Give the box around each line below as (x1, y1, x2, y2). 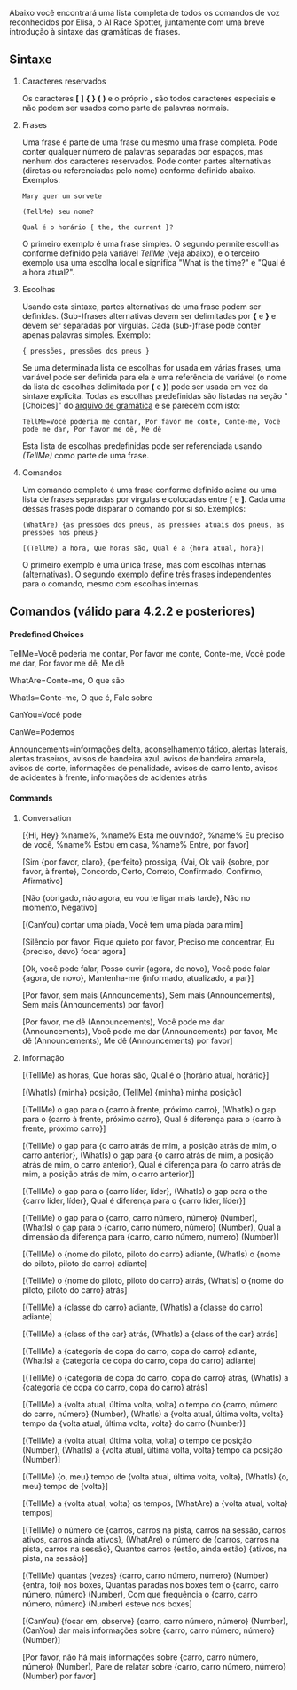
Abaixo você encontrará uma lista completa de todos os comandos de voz (9, 8, 281, 18)
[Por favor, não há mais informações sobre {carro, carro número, (21, 1652, 259, 1662)
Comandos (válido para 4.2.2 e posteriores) (9, 604, 255, 619)
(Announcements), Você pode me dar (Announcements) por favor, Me (21, 1025, 278, 1036)
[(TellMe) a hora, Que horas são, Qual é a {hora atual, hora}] (21, 544, 265, 553)
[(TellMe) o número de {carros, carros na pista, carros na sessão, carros (21, 1524, 286, 1535)
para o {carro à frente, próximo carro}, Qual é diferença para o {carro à (21, 1113, 282, 1124)
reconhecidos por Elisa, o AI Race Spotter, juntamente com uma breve (9, 17, 265, 28)
